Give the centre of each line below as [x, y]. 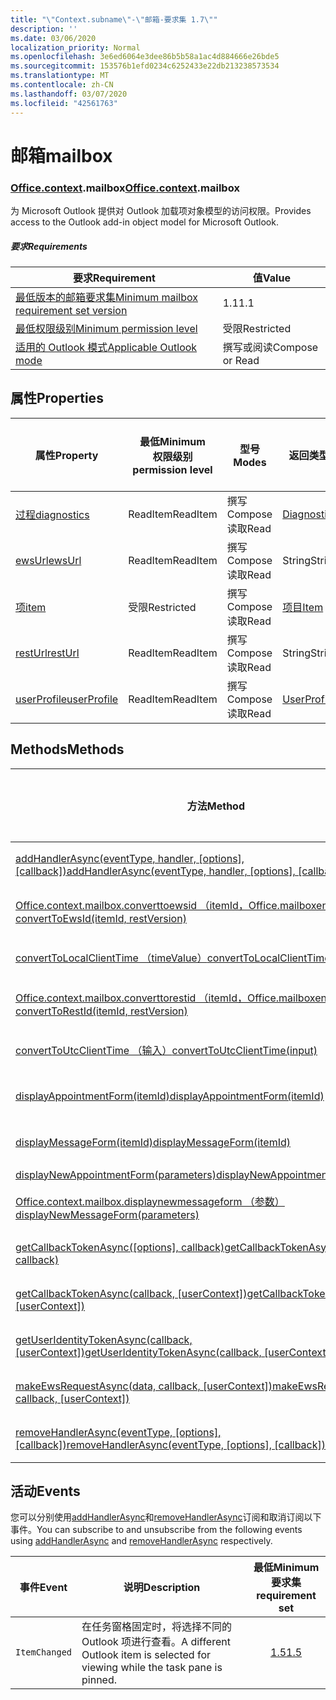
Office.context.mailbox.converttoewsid [106, 905]
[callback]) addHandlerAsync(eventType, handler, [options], [155, 871]
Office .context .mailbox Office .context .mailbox [125, 188]
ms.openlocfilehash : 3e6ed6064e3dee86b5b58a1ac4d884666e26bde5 [145, 57]
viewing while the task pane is [152, 1668]
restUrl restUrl [47, 653]
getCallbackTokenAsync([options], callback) [120, 1247]
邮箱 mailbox [61, 155]
